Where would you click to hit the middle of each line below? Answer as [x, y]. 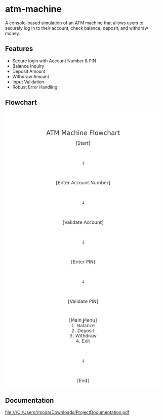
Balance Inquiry [28, 66]
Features [19, 49]
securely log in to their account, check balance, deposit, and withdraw [77, 28]
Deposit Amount [29, 71]
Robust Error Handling [35, 87]
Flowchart [21, 103]
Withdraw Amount [31, 76]
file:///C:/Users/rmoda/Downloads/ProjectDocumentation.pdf [67, 412]
